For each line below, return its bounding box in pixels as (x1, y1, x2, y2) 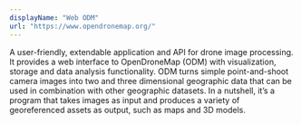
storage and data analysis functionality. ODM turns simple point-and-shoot (9, 65, 289, 77)
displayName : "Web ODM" (9, 13, 100, 23)
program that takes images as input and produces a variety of (9, 94, 240, 105)
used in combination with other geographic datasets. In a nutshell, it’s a (9, 85, 275, 96)
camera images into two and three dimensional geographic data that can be (9, 75, 293, 86)
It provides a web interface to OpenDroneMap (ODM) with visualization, (9, 56, 277, 67)
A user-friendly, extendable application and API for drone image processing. (9, 46, 294, 57)
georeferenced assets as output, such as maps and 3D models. (9, 104, 247, 115)
